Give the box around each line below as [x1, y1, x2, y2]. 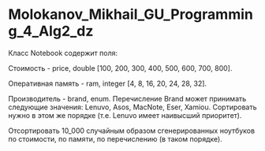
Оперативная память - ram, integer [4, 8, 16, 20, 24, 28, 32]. [8, 79, 207, 88]
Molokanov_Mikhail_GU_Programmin [8, 6, 254, 24]
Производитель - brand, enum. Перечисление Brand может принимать [8, 94, 247, 103]
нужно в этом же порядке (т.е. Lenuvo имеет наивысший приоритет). [8, 110, 242, 120]
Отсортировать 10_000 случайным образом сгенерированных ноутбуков [8, 126, 255, 135]
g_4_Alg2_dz [8, 22, 94, 40]
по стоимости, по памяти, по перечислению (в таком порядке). [8, 134, 222, 143]
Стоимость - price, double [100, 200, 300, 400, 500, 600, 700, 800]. [8, 63, 233, 72]
